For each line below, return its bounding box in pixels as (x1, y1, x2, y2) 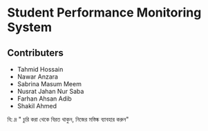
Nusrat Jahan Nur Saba (17, 88, 84, 95)
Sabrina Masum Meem (17, 80, 82, 88)
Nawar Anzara (17, 72, 59, 81)
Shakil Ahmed (17, 102, 57, 110)
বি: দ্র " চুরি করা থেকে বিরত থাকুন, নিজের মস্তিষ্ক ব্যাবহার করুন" (7, 115, 129, 123)
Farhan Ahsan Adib (17, 94, 73, 103)
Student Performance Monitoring (7, 5, 202, 21)
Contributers (7, 47, 64, 59)
